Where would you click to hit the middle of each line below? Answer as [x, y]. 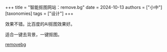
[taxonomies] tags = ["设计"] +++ [39, 13]
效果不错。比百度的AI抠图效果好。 [40, 24]
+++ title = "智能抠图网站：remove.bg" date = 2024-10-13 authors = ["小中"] [84, 7]
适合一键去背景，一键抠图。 [34, 34]
